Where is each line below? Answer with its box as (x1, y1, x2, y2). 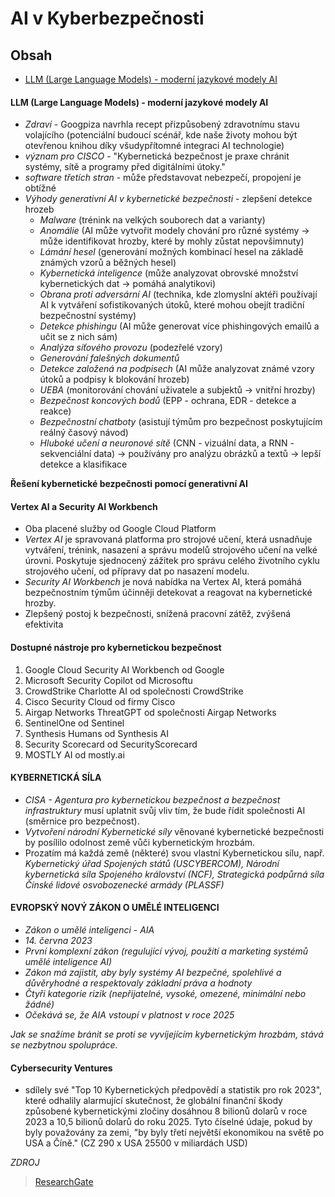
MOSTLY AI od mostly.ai (24, 748, 125, 761)
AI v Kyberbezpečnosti (10, 7, 205, 30)
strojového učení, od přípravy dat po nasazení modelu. (24, 565, 250, 577)
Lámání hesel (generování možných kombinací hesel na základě (39, 246, 304, 258)
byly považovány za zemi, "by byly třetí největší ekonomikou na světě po (24, 1127, 325, 1139)
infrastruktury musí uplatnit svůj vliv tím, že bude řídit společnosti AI (24, 804, 306, 816)
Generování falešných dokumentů (39, 352, 180, 364)
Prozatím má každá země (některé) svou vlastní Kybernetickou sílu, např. (24, 847, 325, 859)
